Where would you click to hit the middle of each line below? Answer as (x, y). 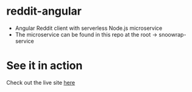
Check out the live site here (41, 82)
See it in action (44, 66)
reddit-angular (44, 11)
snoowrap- (172, 34)
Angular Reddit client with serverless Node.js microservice (89, 28)
